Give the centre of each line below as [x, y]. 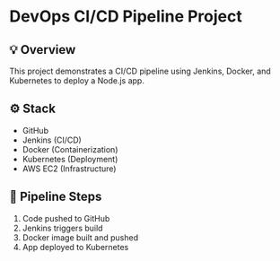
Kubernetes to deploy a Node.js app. [77, 81]
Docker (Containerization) [70, 149]
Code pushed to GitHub [66, 218]
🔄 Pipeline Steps [56, 197]
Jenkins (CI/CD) [52, 140]
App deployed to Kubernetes [75, 247]
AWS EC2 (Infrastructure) [69, 169]
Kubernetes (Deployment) [70, 159]
